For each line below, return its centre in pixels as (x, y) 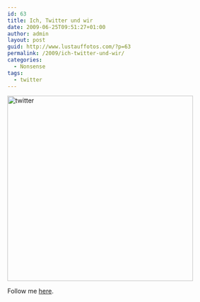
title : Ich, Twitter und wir (50, 21)
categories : (25, 60)
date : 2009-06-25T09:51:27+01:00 (57, 27)
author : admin (28, 34)
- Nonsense (30, 66)
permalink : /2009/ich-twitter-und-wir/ (66, 54)
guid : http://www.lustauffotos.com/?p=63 (69, 47)
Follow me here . (31, 291)
